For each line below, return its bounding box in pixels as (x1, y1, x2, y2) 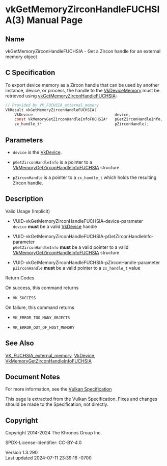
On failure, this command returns (5, 304, 75, 310)
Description (5, 195, 43, 203)
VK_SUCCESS (12, 295, 36, 300)
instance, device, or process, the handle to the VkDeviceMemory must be (5, 87, 160, 93)
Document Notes (5, 373, 60, 381)
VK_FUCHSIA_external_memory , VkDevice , (5, 352, 96, 358)
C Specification (5, 68, 55, 77)
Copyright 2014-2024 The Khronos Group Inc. (5, 430, 102, 436)
